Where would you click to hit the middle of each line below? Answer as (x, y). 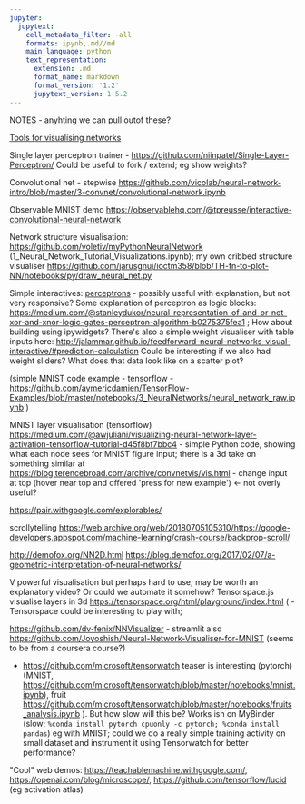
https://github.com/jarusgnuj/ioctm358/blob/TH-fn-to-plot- (158, 265)
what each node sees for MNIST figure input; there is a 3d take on (133, 453)
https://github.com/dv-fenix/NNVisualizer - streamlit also (116, 629)
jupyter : (26, 18)
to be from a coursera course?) (68, 648)
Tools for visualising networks (65, 137)
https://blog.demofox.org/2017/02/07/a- (201, 554)
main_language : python (69, 52)
